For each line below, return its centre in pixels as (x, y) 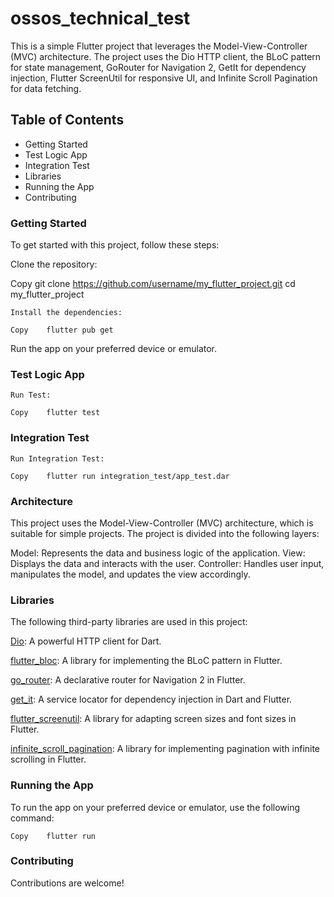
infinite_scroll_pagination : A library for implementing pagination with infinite (165, 749)
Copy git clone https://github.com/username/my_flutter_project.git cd (153, 284)
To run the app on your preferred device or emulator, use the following (155, 807)
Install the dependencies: (66, 313)
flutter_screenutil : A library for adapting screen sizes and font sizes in (153, 719)
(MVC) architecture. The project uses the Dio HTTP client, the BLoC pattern (166, 56)
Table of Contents (67, 120)
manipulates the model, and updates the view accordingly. (130, 574)
